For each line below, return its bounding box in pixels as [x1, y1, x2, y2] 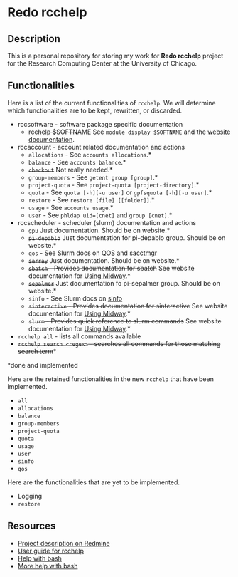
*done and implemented [7, 360, 78, 369]
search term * [17, 347, 57, 355]
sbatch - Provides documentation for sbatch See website [28, 264, 195, 272]
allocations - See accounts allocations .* [28, 150, 152, 159]
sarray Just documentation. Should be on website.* [28, 256, 180, 264]
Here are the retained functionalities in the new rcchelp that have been [7, 375, 215, 383]
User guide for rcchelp [17, 546, 84, 555]
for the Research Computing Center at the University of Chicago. [7, 59, 198, 68]
